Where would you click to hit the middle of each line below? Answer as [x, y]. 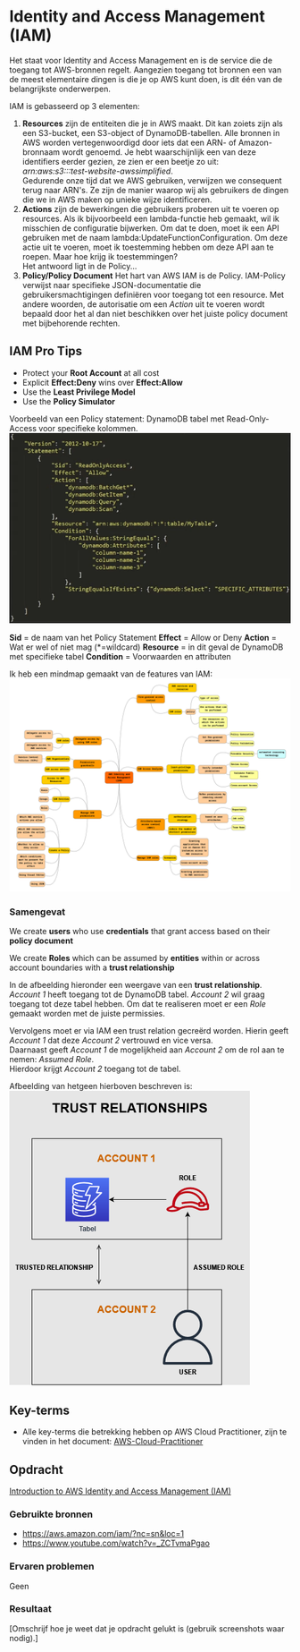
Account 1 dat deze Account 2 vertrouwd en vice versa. [111, 1041]
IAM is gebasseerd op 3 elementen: [75, 106]
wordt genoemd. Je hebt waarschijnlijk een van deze [159, 152]
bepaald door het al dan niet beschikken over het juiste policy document [155, 313]
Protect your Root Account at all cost [91, 372]
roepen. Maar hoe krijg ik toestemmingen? [100, 256]
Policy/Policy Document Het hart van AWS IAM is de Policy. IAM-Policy [154, 276]
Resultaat [30, 1609]
